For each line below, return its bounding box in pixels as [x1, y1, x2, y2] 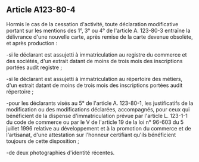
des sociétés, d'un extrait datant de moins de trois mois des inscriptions [6, 57, 183, 64]
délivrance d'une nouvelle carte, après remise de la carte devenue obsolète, [6, 33, 193, 40]
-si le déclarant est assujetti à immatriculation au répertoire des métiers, [6, 75, 183, 82]
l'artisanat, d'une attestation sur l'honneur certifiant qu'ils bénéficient [6, 131, 176, 138]
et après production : [6, 39, 58, 46]
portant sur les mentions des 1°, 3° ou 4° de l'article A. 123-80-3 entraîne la [6, 27, 191, 34]
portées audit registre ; [6, 64, 63, 71]
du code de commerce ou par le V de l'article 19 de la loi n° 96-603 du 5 [6, 119, 184, 126]
